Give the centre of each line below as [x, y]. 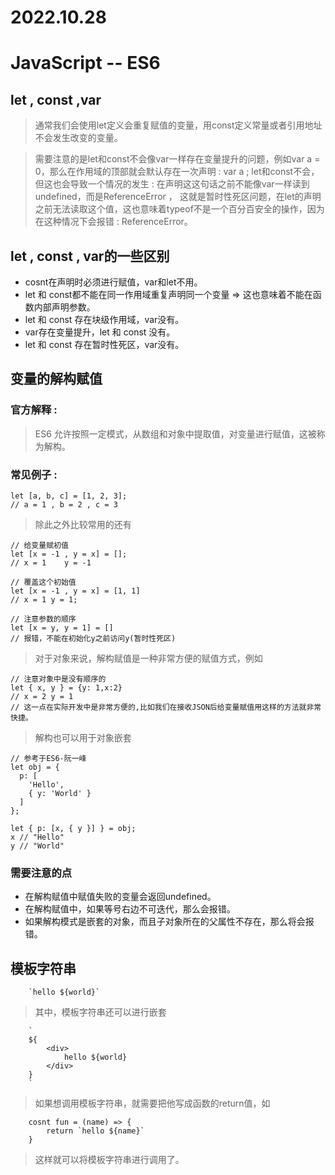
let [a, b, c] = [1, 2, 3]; [69, 496]
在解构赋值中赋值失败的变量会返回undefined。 [120, 897]
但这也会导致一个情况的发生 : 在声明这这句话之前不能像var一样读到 [172, 184]
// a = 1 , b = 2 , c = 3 [64, 504]
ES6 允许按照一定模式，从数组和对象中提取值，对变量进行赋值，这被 [175, 433]
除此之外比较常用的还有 [83, 524]
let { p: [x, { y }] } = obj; [73, 828]
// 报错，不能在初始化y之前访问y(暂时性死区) [93, 638]
